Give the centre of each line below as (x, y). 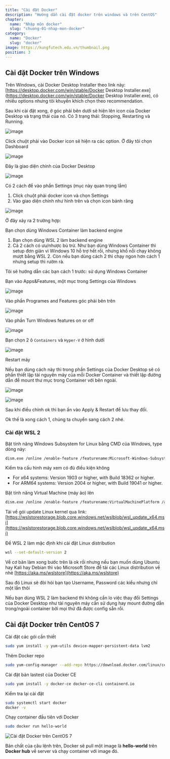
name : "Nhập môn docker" (36, 24)
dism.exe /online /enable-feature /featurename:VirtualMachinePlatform (82, 502)
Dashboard (17, 147)
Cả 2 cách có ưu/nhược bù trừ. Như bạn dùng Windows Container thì (84, 245)
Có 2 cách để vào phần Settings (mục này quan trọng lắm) (66, 186)
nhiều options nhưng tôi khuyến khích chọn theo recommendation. (75, 101)
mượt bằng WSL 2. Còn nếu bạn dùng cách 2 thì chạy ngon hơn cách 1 (86, 257)
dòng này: (16, 449)
